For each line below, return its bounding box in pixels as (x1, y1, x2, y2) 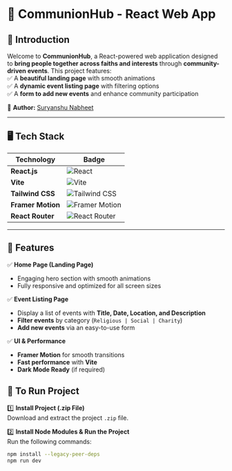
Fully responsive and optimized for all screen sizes (17, 281, 162, 289)
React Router (10, 211, 55, 220)
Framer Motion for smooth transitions (17, 350, 125, 358)
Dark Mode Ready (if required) (17, 365, 106, 374)
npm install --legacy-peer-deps (7, 451, 100, 458)
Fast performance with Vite (17, 358, 98, 366)
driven (7, 67, 26, 75)
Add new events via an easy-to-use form (17, 323, 135, 331)
